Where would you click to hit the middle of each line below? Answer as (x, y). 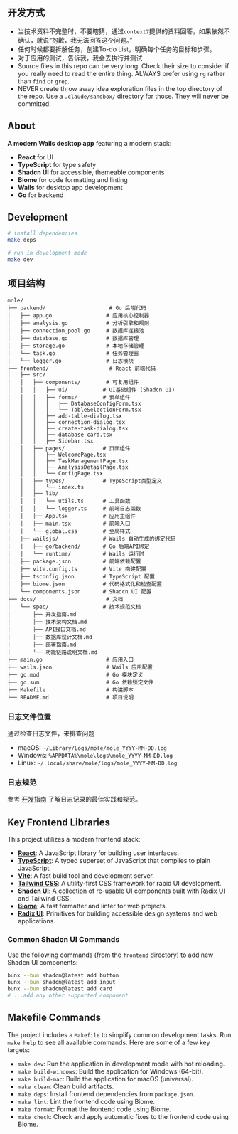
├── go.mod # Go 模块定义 (75, 674)
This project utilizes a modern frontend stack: (74, 839)
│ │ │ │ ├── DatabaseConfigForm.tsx (74, 403)
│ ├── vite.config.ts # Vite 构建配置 (77, 569)
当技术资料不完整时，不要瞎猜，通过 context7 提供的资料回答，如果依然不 (124, 31)
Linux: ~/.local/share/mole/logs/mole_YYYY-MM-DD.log (97, 763)
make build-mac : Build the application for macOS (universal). (106, 1079)
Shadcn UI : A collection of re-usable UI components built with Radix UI (121, 891)
